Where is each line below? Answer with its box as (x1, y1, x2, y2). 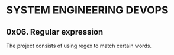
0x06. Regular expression (6, 27, 104, 37)
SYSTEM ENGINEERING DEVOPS (6, 4, 169, 17)
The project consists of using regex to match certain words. (6, 42, 152, 49)
